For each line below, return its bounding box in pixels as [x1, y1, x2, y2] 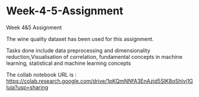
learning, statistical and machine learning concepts [6, 60, 131, 67]
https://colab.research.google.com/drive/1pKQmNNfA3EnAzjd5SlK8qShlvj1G [6, 77, 194, 85]
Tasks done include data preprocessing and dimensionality [6, 46, 150, 54]
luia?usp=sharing [6, 83, 49, 90]
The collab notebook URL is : [6, 71, 77, 78]
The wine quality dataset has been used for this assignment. [6, 35, 154, 42]
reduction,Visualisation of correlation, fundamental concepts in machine [6, 53, 183, 60]
